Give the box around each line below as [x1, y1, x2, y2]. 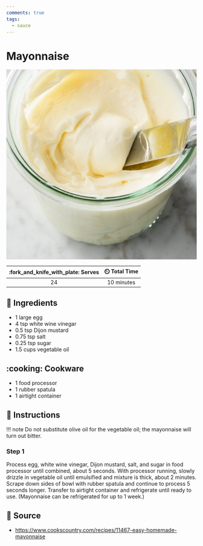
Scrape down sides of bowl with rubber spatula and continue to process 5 [6, 480, 190, 487]
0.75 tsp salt [14, 333, 46, 340]
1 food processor [14, 379, 57, 387]
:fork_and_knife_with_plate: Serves [8, 268, 100, 276]
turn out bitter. [6, 432, 42, 439]
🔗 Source [6, 510, 41, 521]
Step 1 [6, 447, 25, 456]
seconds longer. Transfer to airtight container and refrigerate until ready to [6, 486, 192, 494]
